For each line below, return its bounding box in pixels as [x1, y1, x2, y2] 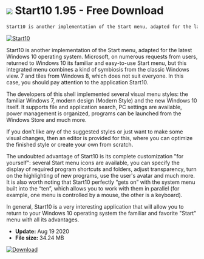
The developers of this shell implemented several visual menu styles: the [6, 90, 188, 98]
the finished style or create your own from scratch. [6, 141, 134, 148]
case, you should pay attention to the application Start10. [6, 78, 149, 86]
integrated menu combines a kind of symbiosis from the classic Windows [6, 66, 189, 73]
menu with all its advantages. [6, 216, 80, 223]
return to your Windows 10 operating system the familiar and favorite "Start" [6, 209, 197, 217]
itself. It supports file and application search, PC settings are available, [6, 103, 182, 110]
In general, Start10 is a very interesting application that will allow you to [6, 203, 184, 210]
